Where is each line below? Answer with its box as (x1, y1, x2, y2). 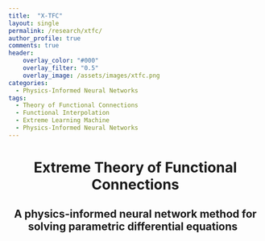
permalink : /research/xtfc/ (8, 27, 103, 35)
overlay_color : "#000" (23, 57, 99, 65)
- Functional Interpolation (15, 109, 110, 117)
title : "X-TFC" (8, 11, 63, 20)
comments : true (8, 42, 60, 50)
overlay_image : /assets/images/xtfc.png (23, 71, 160, 80)
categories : (8, 79, 48, 87)
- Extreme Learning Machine (15, 116, 110, 125)
